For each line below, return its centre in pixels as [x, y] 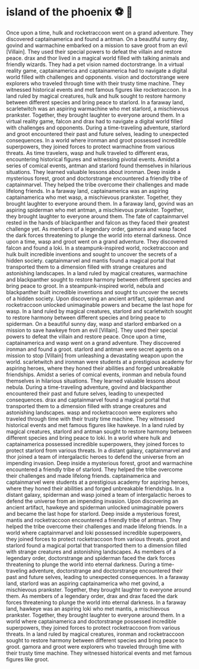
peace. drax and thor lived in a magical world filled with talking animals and [98, 58]
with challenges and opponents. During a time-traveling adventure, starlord [98, 127]
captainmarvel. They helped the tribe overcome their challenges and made [97, 184]
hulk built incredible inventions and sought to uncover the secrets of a [91, 254]
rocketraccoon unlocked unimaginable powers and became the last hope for [99, 304]
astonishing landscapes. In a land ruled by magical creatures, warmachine [97, 273]
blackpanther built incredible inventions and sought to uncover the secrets [97, 292]
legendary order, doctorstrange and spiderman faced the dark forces [91, 558]
